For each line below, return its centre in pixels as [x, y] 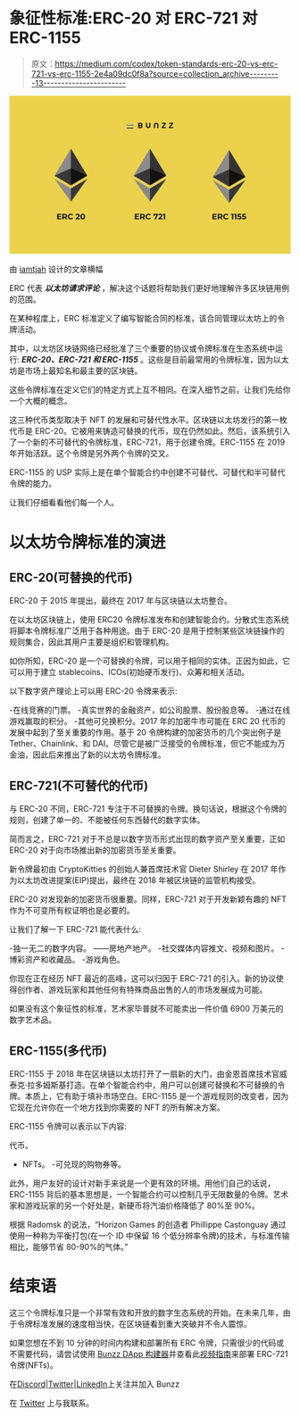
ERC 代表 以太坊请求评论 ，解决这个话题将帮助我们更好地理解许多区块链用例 [150, 288]
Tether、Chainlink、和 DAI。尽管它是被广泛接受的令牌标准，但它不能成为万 [147, 744]
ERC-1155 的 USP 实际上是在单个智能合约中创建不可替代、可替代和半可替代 [147, 472]
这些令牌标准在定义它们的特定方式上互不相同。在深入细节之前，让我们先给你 [150, 390]
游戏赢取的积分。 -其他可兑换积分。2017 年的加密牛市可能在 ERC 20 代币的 [147, 721]
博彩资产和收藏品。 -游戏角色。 [67, 960]
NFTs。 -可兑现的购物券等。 [74, 1164]
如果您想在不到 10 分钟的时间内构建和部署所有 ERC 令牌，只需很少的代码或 [146, 1343]
